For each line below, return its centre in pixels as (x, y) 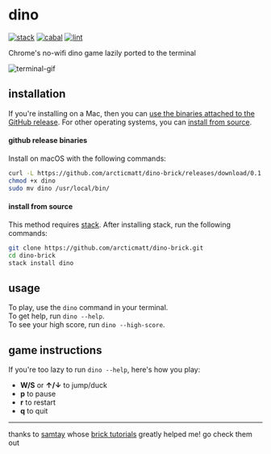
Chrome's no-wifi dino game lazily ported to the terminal (102, 53)
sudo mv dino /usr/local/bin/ (59, 188)
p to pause (38, 394)
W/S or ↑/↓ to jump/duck (63, 385)
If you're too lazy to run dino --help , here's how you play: (104, 370)
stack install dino (41, 263)
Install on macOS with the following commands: (88, 158)
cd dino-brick (32, 255)
